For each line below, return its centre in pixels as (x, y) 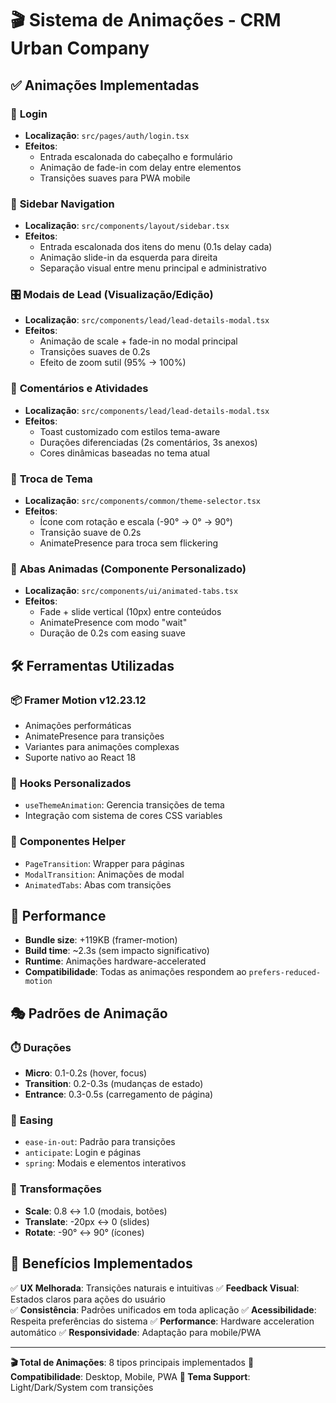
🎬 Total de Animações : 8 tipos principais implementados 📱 (132, 1362)
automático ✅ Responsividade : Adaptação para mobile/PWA (136, 1332)
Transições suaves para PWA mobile (115, 178)
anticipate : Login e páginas (83, 1153)
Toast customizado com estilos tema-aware (130, 431)
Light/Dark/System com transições (82, 1387)
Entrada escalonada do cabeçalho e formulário (136, 156)
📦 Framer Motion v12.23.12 (78, 700)
